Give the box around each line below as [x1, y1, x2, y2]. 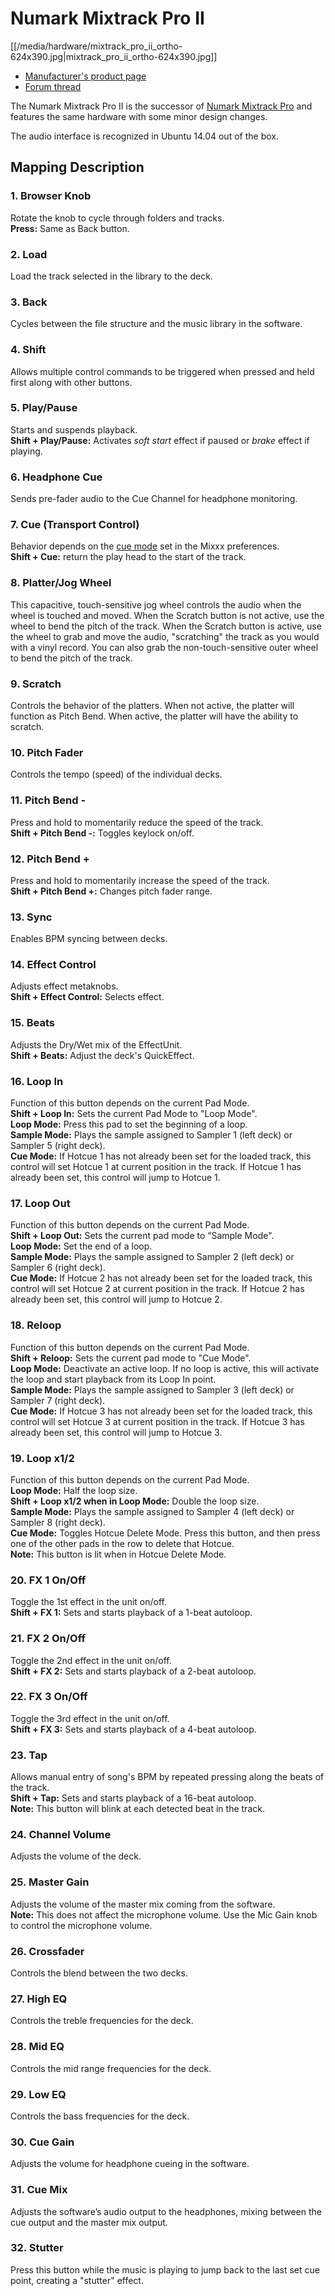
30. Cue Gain [10, 2135, 75, 2149]
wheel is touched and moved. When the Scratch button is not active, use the [10, 609, 325, 621]
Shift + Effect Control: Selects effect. [10, 991, 165, 1003]
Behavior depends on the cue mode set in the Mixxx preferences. [10, 540, 280, 552]
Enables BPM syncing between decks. [10, 933, 168, 945]
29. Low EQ [10, 2087, 67, 2101]
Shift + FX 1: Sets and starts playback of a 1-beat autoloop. [10, 1607, 253, 1619]
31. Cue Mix [10, 2183, 68, 2197]
